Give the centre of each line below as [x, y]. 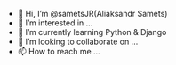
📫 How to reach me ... [59, 51]
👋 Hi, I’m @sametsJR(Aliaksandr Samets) [92, 14]
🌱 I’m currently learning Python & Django [92, 32]
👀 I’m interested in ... [55, 23]
